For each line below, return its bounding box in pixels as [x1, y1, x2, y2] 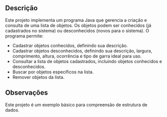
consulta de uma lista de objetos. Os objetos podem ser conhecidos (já [5, 22, 152, 28]
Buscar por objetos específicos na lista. [12, 69, 94, 75]
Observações [5, 89, 48, 97]
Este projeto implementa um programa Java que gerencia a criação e [5, 17, 147, 23]
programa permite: [5, 33, 44, 39]
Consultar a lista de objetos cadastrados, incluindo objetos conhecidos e [12, 58, 162, 64]
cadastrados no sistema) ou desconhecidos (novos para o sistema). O [5, 27, 150, 34]
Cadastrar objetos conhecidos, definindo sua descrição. [12, 42, 128, 49]
